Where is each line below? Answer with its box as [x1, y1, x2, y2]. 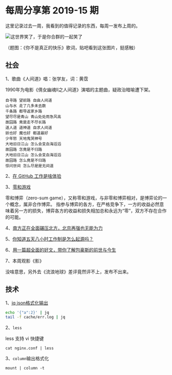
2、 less [5, 325, 22, 331]
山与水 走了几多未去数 [5, 103, 46, 108]
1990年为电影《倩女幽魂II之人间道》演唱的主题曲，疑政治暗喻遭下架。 [5, 86, 153, 92]
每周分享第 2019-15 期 [5, 5, 99, 16]
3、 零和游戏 [5, 183, 31, 190]
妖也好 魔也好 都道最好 [5, 130, 49, 136]
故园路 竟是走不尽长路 [5, 119, 46, 125]
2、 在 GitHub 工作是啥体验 [5, 173, 62, 179]
